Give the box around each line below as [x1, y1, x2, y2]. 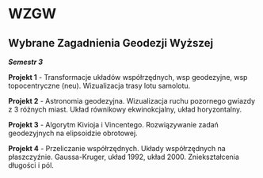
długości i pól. [8, 161, 54, 170]
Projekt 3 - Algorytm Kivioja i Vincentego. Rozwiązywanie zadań [8, 120, 219, 129]
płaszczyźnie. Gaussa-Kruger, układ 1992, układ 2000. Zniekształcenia [8, 152, 240, 161]
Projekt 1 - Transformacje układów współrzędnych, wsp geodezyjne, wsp [8, 73, 248, 81]
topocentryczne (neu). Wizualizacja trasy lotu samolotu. [8, 81, 191, 90]
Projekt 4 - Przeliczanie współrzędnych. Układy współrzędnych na [8, 144, 226, 153]
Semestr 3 [8, 57, 44, 66]
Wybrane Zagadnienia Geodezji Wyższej [8, 36, 214, 50]
